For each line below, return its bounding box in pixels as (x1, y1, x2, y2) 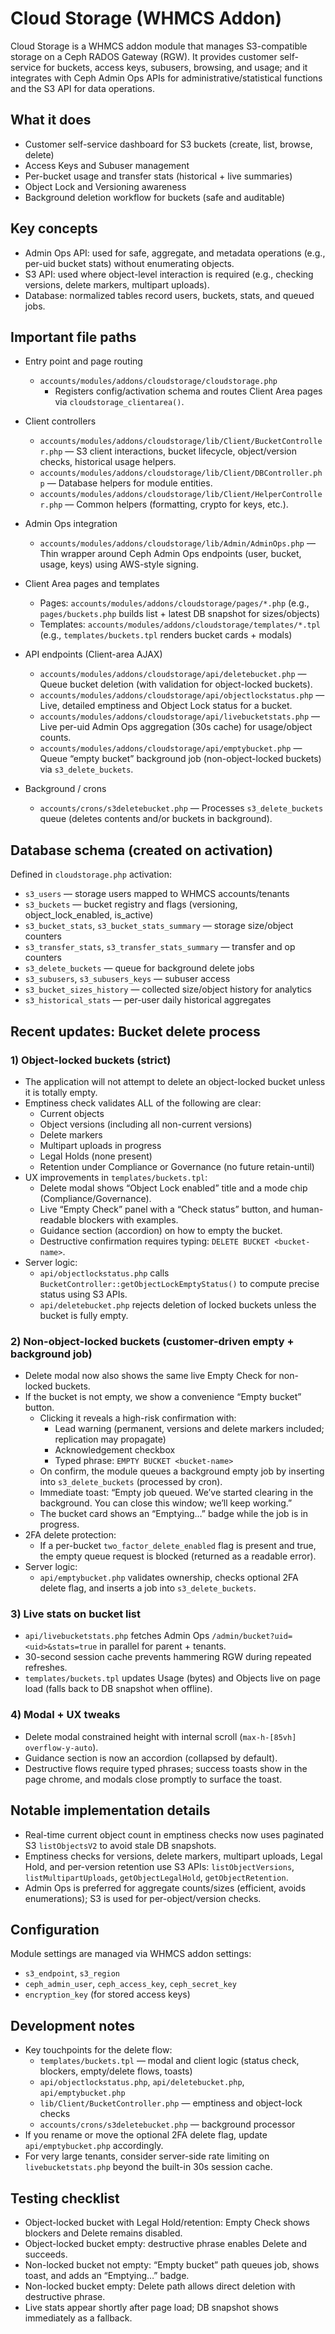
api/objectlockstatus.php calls (39, 1267, 170, 1279)
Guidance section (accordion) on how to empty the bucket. (39, 1224, 283, 1236)
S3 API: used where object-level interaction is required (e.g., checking (24, 268, 314, 280)
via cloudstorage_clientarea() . (54, 396, 185, 408)
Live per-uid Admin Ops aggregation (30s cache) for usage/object (39, 721, 313, 733)
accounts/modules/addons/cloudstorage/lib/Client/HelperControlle (39, 490, 323, 500)
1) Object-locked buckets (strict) (10, 1053, 172, 1067)
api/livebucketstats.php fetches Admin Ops (24, 1630, 210, 1642)
